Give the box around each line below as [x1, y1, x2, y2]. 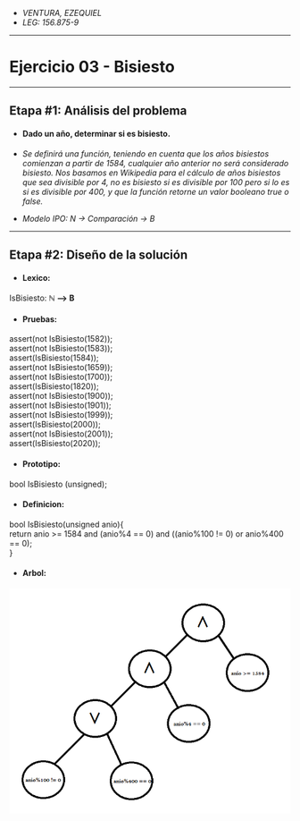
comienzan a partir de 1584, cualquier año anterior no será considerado [21, 157, 289, 168]
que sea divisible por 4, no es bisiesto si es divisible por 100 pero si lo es [21, 176, 290, 187]
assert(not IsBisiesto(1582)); [9, 334, 113, 344]
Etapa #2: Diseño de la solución [9, 247, 188, 262]
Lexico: [21, 272, 51, 283]
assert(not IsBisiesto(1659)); [9, 362, 113, 373]
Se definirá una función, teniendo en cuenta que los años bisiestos [21, 148, 270, 159]
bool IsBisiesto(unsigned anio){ [9, 519, 124, 529]
